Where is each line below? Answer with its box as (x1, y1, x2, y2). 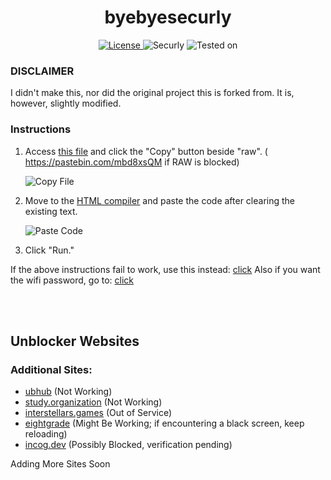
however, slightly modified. (10, 97, 122, 110)
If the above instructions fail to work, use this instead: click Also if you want (10, 263, 321, 275)
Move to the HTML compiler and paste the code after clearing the (24, 194, 296, 206)
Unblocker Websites (10, 332, 140, 350)
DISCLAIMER (10, 64, 75, 78)
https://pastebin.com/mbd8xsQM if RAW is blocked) (24, 156, 240, 168)
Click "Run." (24, 244, 75, 256)
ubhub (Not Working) (24, 386, 113, 398)
